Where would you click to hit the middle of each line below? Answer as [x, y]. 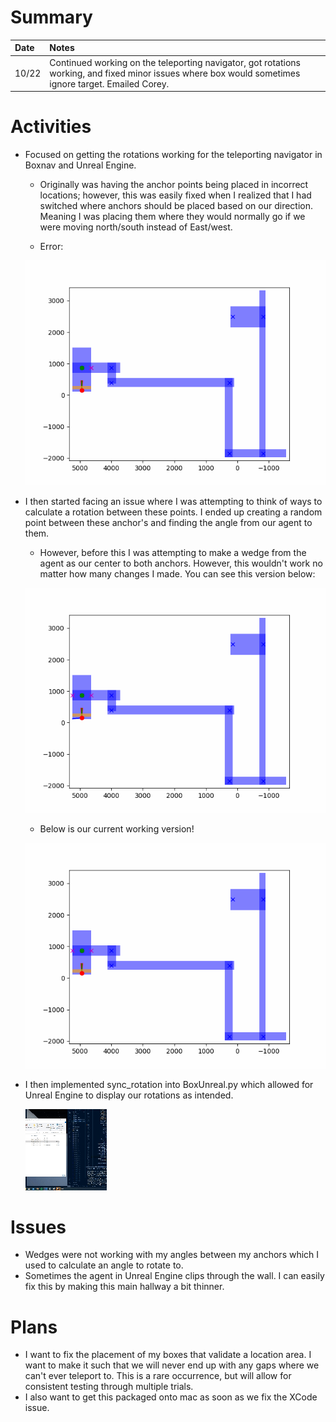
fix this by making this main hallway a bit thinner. [124, 1287]
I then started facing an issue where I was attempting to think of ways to [173, 502]
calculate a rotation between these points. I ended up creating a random [173, 512]
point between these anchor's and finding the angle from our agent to [168, 523]
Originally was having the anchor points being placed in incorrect [174, 185]
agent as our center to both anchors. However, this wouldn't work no [181, 563]
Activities [51, 127]
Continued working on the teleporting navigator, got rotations [175, 62]
